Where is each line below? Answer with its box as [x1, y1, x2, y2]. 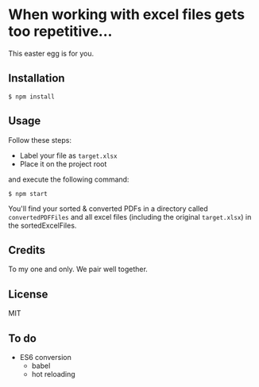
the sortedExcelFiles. [8, 220, 77, 230]
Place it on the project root [19, 159, 107, 168]
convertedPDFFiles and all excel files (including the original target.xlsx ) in [8, 212, 252, 221]
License [8, 287, 48, 301]
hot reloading [31, 370, 75, 378]
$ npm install [8, 93, 56, 101]
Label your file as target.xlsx [19, 151, 118, 160]
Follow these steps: [8, 135, 72, 144]
